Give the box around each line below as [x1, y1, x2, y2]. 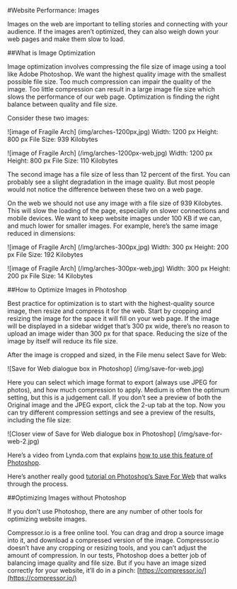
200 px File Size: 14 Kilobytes [7, 272, 93, 280]
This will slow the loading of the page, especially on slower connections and [7, 207, 230, 215]
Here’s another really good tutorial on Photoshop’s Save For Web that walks [7, 472, 227, 480]
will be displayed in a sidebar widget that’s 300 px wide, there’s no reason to [7, 322, 230, 330]
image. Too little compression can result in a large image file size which [7, 85, 216, 93]
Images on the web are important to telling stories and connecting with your [7, 20, 229, 28]
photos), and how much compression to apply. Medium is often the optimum [7, 386, 230, 394]
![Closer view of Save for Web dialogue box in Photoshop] [7, 429, 176, 438]
